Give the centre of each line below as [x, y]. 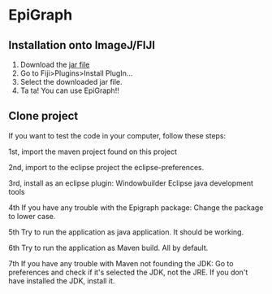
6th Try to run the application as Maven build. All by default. [108, 248]
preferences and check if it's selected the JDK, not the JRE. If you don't [128, 272]
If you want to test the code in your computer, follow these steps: [117, 135]
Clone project [43, 116]
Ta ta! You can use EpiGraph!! [69, 90]
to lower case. [32, 216]
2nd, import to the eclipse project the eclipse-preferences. [106, 167]
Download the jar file [55, 64]
